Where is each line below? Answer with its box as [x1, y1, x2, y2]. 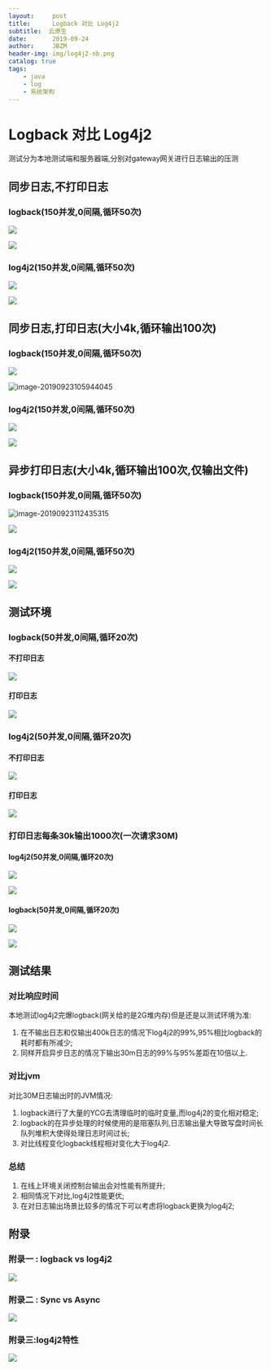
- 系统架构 [23, 87, 55, 96]
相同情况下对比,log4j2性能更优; [20, 1190, 125, 1201]
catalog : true [8, 58, 57, 66]
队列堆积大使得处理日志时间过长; [20, 1128, 130, 1138]
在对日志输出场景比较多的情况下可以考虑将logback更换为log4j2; [20, 1201, 234, 1210]
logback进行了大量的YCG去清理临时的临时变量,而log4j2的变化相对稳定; [20, 1108, 259, 1118]
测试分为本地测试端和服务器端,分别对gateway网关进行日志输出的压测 [8, 154, 238, 164]
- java [23, 72, 46, 81]
